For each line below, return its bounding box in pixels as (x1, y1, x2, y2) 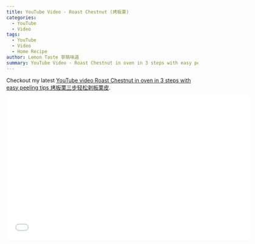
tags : (6, 32, 20, 38)
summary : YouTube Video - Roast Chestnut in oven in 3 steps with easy (6, 60, 192, 66)
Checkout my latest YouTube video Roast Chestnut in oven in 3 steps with (6, 77, 191, 84)
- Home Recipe (12, 49, 47, 55)
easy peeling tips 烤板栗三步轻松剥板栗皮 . (6, 83, 111, 91)
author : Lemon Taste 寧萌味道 (6, 54, 79, 60)
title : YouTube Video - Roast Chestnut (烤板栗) (6, 9, 130, 15)
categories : (6, 15, 37, 21)
